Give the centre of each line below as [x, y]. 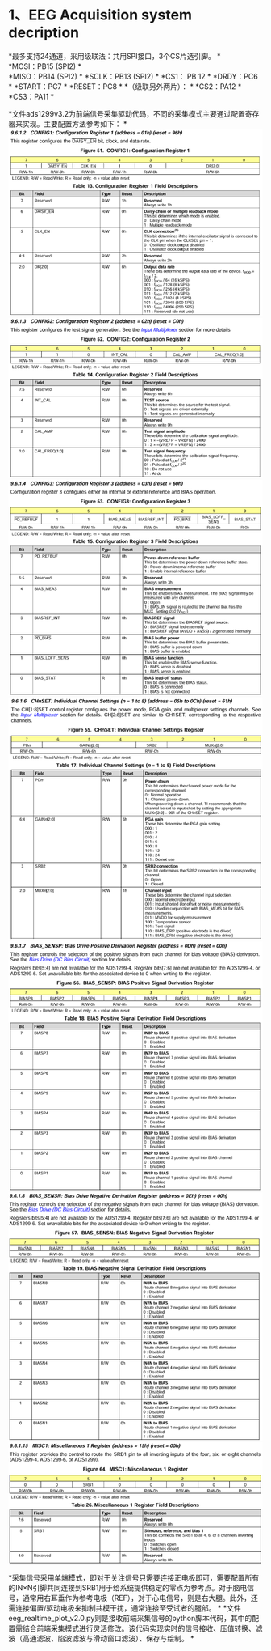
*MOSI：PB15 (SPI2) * [45, 66]
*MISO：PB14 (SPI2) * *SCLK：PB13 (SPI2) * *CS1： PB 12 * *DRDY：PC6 [133, 76]
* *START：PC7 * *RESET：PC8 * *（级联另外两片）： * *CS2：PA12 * [125, 86]
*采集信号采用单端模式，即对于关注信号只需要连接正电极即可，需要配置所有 [134, 1578]
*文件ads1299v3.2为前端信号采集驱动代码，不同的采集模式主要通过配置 [127, 113]
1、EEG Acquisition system [100, 15]
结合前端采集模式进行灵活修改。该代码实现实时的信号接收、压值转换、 [139, 1628]
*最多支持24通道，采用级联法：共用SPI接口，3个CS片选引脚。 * [115, 56]
